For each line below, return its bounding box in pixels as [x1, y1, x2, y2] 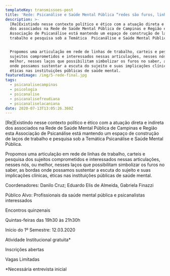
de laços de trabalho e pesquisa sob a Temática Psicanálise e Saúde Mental [5, 136, 163, 142]
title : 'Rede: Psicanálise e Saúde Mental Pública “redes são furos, [5, 12, 155, 17]
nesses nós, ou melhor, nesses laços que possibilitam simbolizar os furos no [5, 162, 165, 168]
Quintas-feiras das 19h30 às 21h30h [5, 217, 81, 223]
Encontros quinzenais [5, 207, 51, 213]
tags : [5, 77, 17, 83]
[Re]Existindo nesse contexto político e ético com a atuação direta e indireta [5, 120, 164, 126]
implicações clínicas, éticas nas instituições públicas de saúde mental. [5, 173, 152, 179]
